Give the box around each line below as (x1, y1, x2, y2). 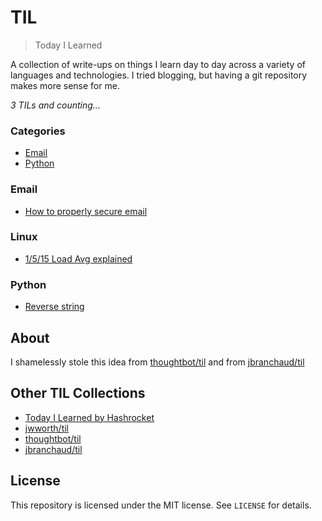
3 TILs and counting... (10, 99, 101, 111)
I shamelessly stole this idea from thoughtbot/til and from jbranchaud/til (10, 356, 305, 368)
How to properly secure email (24, 205, 148, 217)
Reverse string (24, 301, 85, 313)
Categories (10, 124, 66, 138)
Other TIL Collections (10, 385, 146, 402)
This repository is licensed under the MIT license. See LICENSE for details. (10, 499, 312, 511)
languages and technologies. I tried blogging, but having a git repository (10, 69, 308, 81)
